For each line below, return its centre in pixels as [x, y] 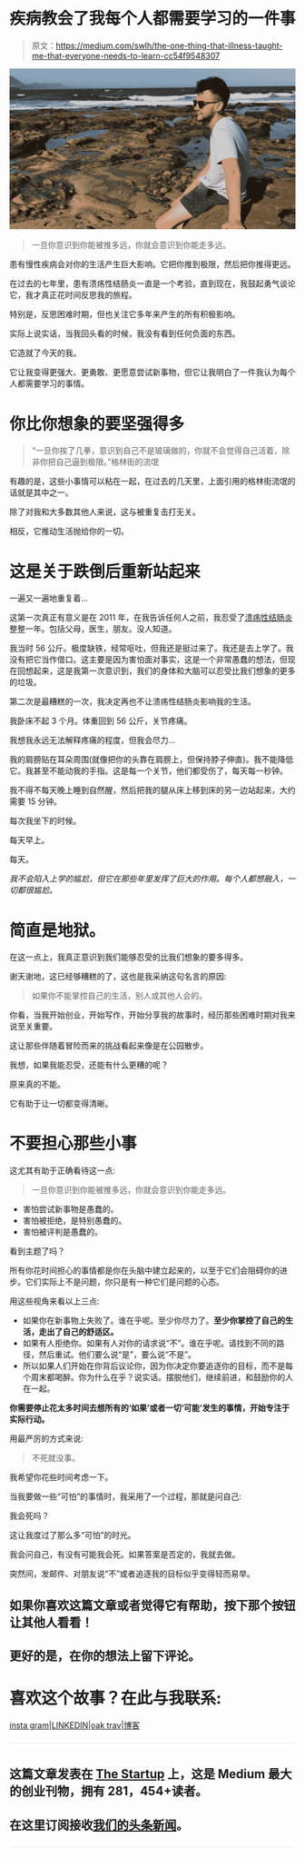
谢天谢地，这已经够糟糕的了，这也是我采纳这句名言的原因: [118, 977]
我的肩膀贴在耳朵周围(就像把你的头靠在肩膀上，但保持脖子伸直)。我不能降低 [152, 760]
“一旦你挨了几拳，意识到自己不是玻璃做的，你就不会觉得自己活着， [157, 451]
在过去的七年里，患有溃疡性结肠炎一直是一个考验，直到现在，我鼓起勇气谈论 [152, 283]
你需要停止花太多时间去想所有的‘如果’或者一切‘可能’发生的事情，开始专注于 [150, 1408]
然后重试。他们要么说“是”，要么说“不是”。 [118, 1355]
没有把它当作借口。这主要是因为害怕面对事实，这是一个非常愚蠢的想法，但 [148, 660]
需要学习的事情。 [57, 383]
